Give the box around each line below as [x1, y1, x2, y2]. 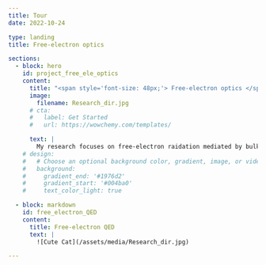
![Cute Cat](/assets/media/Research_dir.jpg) [36, 238, 190, 246]
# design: [22, 150, 55, 158]
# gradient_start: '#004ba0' [22, 180, 133, 187]
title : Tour [8, 11, 47, 20]
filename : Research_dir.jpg [36, 99, 129, 107]
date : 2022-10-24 [8, 19, 66, 27]
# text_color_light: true [22, 187, 123, 195]
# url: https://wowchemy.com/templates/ [28, 121, 172, 129]
